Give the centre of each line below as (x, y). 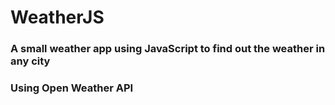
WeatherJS (57, 17)
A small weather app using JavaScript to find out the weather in (168, 49)
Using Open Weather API (72, 88)
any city (30, 61)
